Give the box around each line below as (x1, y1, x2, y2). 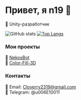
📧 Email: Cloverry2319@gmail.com (5, 83, 76, 89)
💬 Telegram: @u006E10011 (5, 89, 60, 95)
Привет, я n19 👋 (5, 4, 71, 16)
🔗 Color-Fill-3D (5, 60, 36, 66)
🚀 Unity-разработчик (5, 21, 50, 27)
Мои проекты (5, 43, 40, 50)
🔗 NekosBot (5, 54, 30, 60)
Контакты (5, 72, 31, 79)
